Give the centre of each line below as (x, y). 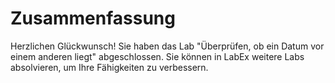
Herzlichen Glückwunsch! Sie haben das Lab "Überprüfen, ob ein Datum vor (167, 46)
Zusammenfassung (93, 18)
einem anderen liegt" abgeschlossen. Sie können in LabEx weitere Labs (157, 56)
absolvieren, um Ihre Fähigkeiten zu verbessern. (109, 67)
